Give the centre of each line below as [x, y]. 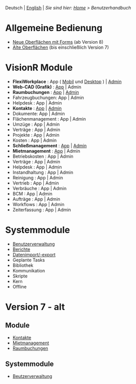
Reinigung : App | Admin [38, 177]
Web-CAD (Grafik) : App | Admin [47, 87]
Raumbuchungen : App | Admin [46, 92]
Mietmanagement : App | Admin [46, 151]
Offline [19, 286]
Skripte [20, 276]
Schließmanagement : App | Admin [50, 145]
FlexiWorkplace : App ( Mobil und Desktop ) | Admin [67, 81]
